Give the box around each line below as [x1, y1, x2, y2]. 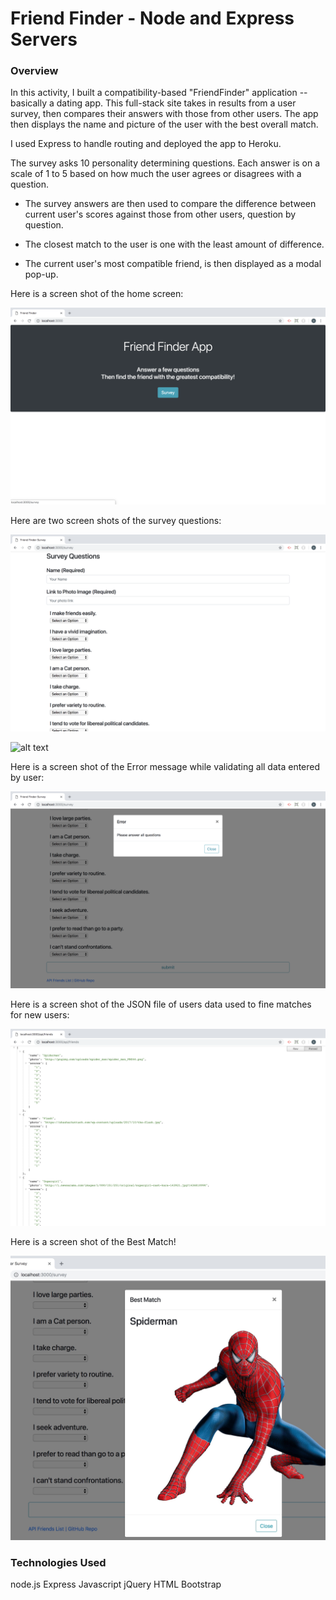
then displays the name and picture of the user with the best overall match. [10, 118, 319, 131]
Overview [10, 64, 59, 78]
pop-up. [24, 268, 59, 281]
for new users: [10, 1009, 70, 1021]
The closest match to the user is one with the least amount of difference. [24, 238, 325, 251]
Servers [10, 28, 78, 51]
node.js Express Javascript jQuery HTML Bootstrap [10, 1578, 222, 1591]
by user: [10, 772, 45, 784]
